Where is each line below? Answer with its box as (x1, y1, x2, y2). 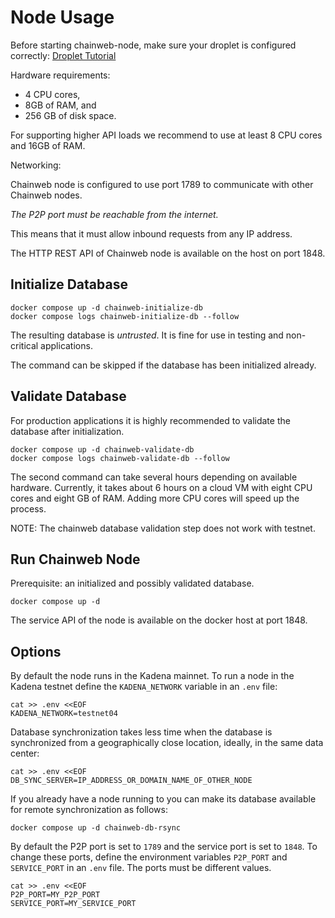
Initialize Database (10, 276, 128, 293)
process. (10, 502, 47, 515)
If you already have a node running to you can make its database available (10, 793, 317, 805)
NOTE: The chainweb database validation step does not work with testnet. (10, 522, 316, 534)
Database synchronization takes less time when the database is (10, 726, 273, 738)
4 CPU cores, (24, 88, 81, 100)
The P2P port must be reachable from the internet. (10, 208, 219, 220)
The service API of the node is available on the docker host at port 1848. (10, 614, 308, 626)
